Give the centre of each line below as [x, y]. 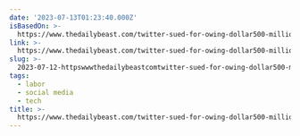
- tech [29, 101]
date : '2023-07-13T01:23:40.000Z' [74, 17]
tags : [19, 76]
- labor [32, 84]
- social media [46, 92]
